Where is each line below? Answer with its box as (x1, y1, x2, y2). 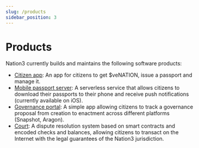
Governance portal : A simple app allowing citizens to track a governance (14, 103, 194, 111)
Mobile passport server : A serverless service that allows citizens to (14, 84, 180, 92)
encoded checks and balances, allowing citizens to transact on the (14, 129, 179, 136)
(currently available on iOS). (14, 97, 83, 104)
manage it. (14, 78, 41, 85)
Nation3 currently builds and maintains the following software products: (5, 60, 182, 67)
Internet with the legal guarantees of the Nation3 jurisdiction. (14, 135, 164, 143)
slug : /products (5, 8, 46, 15)
